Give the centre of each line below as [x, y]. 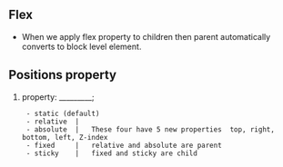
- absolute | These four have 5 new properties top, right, [150, 129]
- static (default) [63, 113]
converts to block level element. [81, 46]
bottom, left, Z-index [65, 137]
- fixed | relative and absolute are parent [124, 145]
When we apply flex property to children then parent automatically [146, 36]
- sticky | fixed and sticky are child [111, 153]
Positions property [63, 75]
